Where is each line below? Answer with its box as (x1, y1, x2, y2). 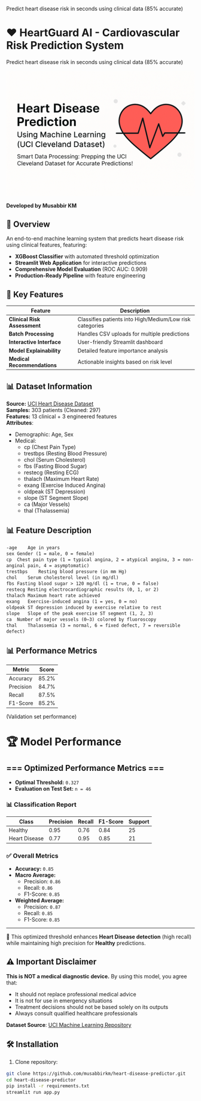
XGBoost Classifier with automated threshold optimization (14, 253, 160, 260)
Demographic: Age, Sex (14, 431, 74, 438)
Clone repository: (14, 1058, 58, 1065)
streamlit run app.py (6, 1090, 60, 1096)
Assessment (8, 322, 41, 329)
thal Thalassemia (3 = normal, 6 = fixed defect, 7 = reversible (6, 623, 181, 629)
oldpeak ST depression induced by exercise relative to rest (6, 605, 162, 611)
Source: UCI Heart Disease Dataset (6, 400, 94, 407)
